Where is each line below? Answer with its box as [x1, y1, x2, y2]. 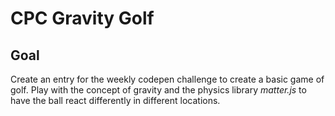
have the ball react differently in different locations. [10, 95, 221, 106]
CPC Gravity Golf [10, 7, 155, 30]
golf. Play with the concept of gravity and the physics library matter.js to [10, 84, 307, 96]
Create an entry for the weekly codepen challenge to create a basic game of [10, 73, 325, 85]
